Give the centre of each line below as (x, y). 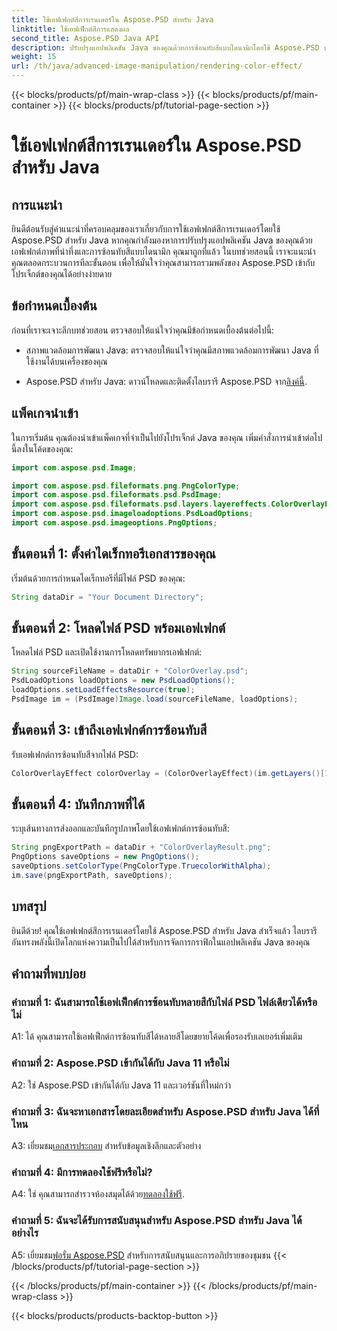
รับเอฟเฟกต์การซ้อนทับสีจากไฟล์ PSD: (75, 754)
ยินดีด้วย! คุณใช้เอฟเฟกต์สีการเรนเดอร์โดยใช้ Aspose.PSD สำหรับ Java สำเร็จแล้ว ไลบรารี (164, 930)
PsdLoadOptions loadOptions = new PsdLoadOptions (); (123, 681)
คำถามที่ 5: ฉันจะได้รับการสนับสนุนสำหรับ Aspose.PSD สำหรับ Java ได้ (157, 1221)
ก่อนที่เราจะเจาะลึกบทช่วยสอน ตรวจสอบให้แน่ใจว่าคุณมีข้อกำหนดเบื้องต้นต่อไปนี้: (143, 330)
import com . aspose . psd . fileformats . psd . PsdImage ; (117, 495)
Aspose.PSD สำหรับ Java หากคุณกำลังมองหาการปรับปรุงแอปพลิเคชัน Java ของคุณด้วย (162, 240)
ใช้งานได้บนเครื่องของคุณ (66, 361)
